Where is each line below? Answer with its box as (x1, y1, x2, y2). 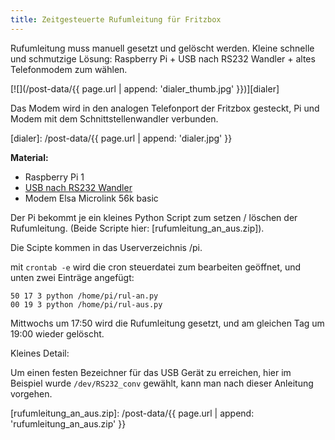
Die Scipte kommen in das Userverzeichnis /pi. (10, 241, 203, 253)
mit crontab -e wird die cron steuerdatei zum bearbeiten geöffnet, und (10, 261, 302, 273)
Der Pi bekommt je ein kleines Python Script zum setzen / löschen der (10, 211, 298, 223)
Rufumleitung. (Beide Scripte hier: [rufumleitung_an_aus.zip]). (10, 222, 265, 234)
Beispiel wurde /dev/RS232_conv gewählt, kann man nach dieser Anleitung (10, 377, 314, 389)
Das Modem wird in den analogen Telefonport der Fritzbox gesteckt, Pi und (10, 102, 320, 114)
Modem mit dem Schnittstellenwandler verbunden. (10, 112, 219, 125)
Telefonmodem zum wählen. (10, 63, 128, 75)
